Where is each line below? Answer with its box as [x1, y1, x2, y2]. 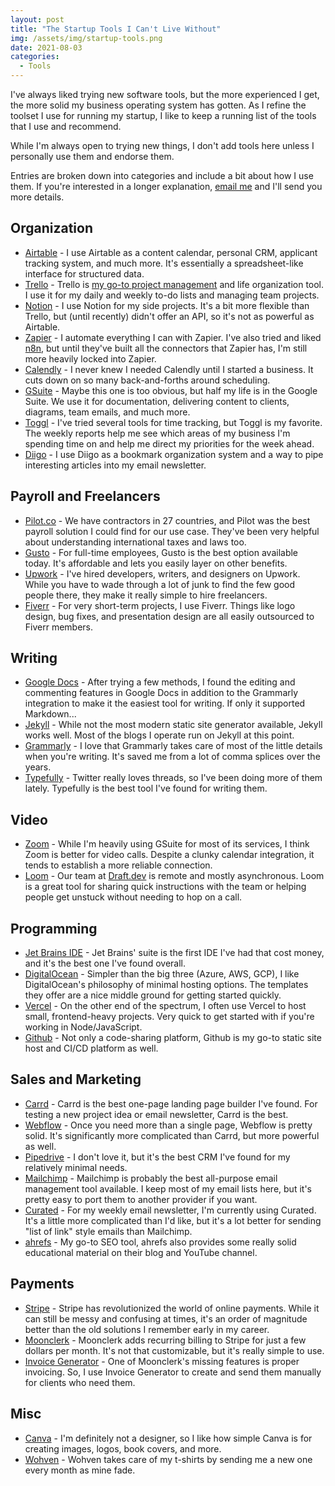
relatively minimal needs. [24, 1161, 128, 1173]
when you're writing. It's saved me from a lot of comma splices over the [24, 751, 321, 763]
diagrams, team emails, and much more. [24, 406, 191, 418]
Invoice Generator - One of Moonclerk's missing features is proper [24, 1355, 300, 1367]
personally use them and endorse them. [10, 151, 175, 162]
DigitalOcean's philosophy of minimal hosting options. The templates [24, 979, 309, 991]
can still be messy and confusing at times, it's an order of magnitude [24, 1312, 308, 1325]
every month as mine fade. [24, 1464, 136, 1476]
